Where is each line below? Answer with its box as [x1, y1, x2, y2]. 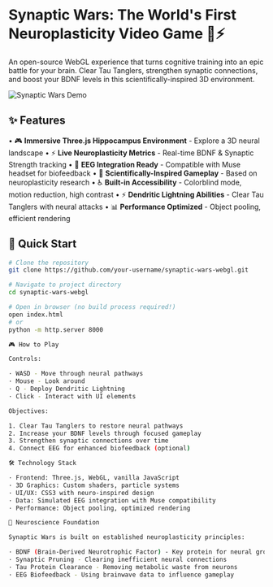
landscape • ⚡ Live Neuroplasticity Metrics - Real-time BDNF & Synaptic [8, 148, 254, 158]
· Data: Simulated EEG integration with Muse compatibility [8, 496, 217, 505]
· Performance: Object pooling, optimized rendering [8, 504, 191, 512]
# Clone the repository [8, 259, 89, 267]
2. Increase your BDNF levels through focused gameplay [8, 429, 201, 437]
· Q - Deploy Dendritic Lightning [8, 385, 126, 394]
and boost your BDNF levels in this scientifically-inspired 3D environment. [8, 74, 255, 84]
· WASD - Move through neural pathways [8, 370, 144, 378]
